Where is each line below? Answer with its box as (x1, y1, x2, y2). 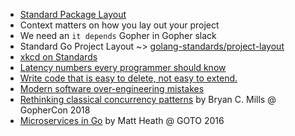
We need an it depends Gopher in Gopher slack (19, 30, 217, 41)
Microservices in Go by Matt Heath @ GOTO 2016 (19, 115, 225, 126)
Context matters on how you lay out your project (19, 19, 220, 31)
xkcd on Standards (19, 51, 98, 63)
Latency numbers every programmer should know (19, 62, 227, 73)
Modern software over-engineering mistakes (19, 83, 205, 94)
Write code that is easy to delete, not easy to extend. (19, 72, 238, 84)
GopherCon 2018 (19, 104, 91, 116)
